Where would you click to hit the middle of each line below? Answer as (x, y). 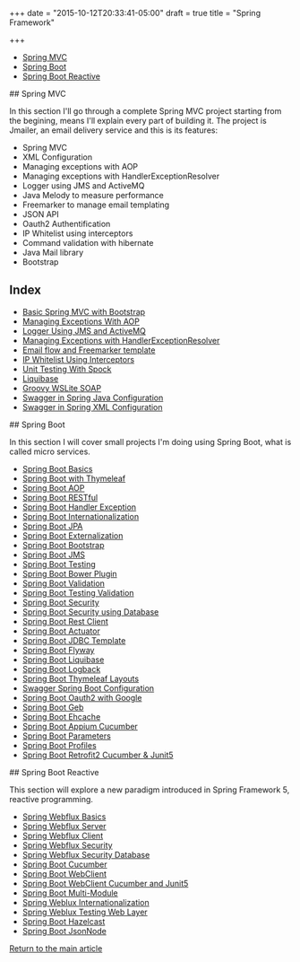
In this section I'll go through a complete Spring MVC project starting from (146, 111)
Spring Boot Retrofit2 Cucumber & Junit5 (98, 755)
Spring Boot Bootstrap (63, 545)
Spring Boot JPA (52, 526)
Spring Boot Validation (64, 583)
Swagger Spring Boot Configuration (88, 688)
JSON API (41, 214)
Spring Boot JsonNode (64, 931)
